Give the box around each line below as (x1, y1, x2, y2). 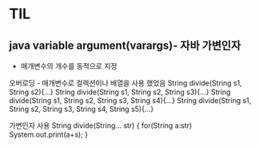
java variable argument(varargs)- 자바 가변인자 (9, 38, 241, 52)
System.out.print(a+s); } (9, 129, 89, 139)
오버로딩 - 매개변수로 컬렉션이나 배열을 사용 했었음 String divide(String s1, (9, 78, 242, 88)
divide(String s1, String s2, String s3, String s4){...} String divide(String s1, (9, 96, 252, 105)
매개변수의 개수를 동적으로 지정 (20, 62, 118, 70)
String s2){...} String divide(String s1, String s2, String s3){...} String (9, 87, 231, 97)
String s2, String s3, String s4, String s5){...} (9, 105, 154, 113)
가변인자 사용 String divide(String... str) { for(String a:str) (9, 121, 193, 130)
